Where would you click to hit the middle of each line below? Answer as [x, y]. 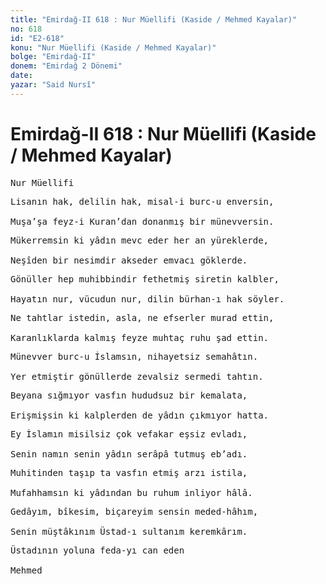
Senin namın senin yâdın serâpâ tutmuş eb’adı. [129, 454]
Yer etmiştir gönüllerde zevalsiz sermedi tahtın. [137, 376]
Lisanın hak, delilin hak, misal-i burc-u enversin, [142, 201]
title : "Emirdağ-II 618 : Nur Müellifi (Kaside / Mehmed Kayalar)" [154, 19]
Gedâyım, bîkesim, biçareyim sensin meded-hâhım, [134, 511]
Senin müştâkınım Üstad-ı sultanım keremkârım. [129, 531]
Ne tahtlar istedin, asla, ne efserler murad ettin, [142, 317]
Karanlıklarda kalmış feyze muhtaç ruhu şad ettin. [140, 337]
